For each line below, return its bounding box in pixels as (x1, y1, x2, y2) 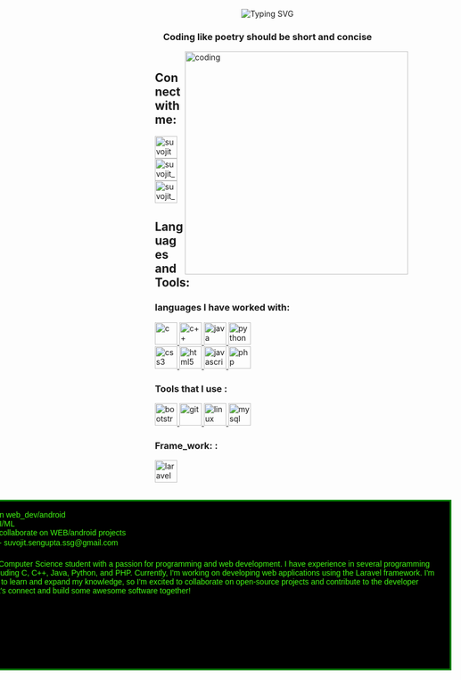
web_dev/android (5, 510, 66, 520)
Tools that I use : (154, 382, 227, 394)
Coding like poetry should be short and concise (162, 30, 373, 43)
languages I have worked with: (154, 302, 290, 314)
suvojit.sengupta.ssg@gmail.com (3, 538, 119, 548)
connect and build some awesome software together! (7, 585, 192, 596)
